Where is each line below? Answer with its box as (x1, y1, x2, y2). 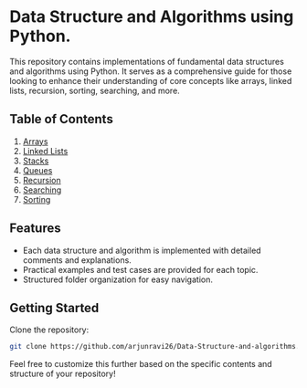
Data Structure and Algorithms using (9, 6, 294, 27)
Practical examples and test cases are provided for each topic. (22, 264, 259, 275)
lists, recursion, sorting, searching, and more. (9, 85, 180, 96)
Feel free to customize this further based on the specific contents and (9, 359, 272, 370)
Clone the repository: (9, 324, 90, 335)
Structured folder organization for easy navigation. (22, 274, 213, 285)
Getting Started (9, 299, 100, 316)
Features (9, 221, 61, 236)
